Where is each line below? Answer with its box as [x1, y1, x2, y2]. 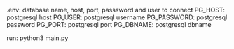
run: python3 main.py [6, 34, 69, 42]
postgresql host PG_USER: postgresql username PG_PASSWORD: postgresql [6, 13, 228, 21]
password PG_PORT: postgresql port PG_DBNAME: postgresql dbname [6, 21, 212, 28]
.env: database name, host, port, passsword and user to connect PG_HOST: [6, 6, 226, 14]
